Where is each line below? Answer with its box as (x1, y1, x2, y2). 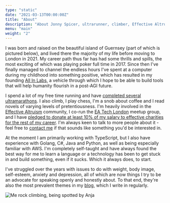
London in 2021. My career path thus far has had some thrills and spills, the (5, 56, 162, 61)
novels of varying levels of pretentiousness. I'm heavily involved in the (5, 104, 152, 109)
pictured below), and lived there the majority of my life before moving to (5, 50, 155, 56)
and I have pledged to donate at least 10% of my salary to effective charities (5, 114, 164, 120)
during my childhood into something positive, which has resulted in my (5, 72, 153, 78)
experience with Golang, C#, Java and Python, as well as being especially (5, 140, 159, 146)
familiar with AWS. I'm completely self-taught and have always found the (5, 146, 157, 151)
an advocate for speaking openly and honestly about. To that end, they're (5, 177, 158, 183)
